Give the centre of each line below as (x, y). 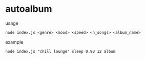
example (14, 42)
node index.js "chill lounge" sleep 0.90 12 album (60, 51)
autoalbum (29, 9)
